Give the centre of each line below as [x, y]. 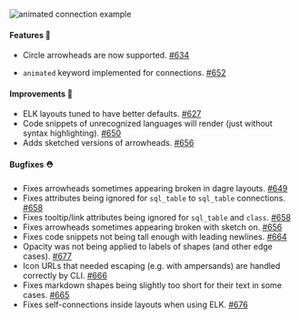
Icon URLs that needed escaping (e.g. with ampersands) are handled [151, 265]
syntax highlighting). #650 [72, 133]
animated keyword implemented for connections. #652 [124, 73]
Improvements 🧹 [41, 93]
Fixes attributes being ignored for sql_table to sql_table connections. [154, 198]
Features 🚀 [30, 35]
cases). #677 [47, 256]
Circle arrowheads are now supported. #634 [106, 56]
